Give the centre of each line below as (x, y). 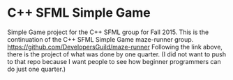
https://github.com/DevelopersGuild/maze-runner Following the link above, (115, 47)
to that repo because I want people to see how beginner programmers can (114, 61)
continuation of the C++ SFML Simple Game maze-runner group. (100, 39)
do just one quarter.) (37, 69)
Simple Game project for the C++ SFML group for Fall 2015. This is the (108, 32)
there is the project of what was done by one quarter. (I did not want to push (117, 54)
